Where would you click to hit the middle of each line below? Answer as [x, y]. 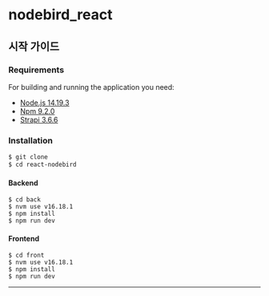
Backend [23, 183]
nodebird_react [60, 15]
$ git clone [28, 157]
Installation [31, 140]
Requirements [36, 70]
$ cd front [26, 255]
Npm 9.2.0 [37, 111]
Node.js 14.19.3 [44, 103]
